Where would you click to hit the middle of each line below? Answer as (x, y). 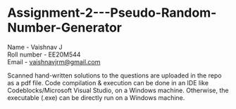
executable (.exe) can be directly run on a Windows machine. (96, 97)
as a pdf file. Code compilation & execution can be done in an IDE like (108, 82)
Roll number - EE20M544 (44, 54)
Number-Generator (64, 28)
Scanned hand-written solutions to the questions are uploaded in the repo (114, 75)
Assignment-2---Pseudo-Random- (112, 13)
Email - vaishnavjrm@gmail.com (54, 61)
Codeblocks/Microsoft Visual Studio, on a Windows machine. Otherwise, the (118, 90)
